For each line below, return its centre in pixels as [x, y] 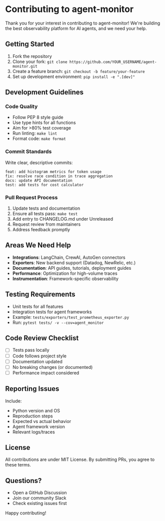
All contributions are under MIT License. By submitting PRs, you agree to [80, 459]
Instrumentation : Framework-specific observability [65, 278]
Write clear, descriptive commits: [39, 162]
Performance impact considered [46, 373]
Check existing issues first [39, 503]
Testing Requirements [40, 295]
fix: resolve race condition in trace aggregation [59, 176]
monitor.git [25, 66]
